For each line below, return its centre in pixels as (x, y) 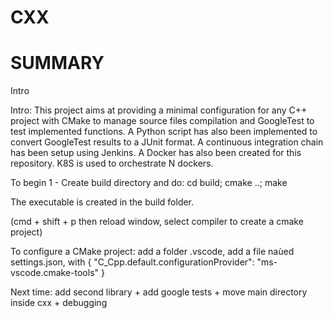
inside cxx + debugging (59, 303)
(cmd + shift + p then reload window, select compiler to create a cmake (157, 222)
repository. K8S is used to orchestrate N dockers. (112, 163)
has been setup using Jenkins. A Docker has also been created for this (156, 153)
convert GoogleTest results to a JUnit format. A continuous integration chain (167, 142)
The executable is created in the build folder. (102, 202)
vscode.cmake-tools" (55, 273)
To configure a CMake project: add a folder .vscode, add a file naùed (152, 252)
